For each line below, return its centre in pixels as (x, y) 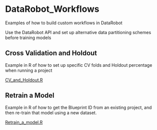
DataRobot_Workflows (52, 9)
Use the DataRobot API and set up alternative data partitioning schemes (78, 32)
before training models (28, 38)
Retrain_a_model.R (24, 122)
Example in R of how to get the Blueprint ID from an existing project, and (78, 107)
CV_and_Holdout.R (24, 80)
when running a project (29, 70)
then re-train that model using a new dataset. (51, 113)
